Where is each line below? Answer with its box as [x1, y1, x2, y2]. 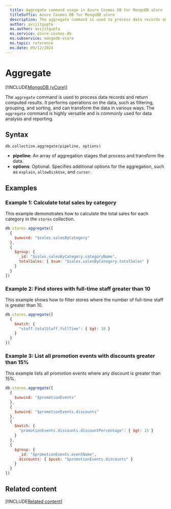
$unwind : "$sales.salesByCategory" [14, 235, 90, 240]
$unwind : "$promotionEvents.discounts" [14, 409, 99, 414]
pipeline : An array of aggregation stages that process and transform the [12, 153, 164, 159]
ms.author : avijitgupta [10, 26, 60, 32]
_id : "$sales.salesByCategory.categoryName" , [18, 254, 117, 260]
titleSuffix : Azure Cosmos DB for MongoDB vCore [10, 12, 115, 17]
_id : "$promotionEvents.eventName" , [18, 451, 97, 457]
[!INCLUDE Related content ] [5, 498, 63, 504]
